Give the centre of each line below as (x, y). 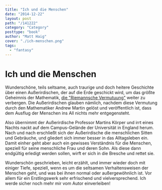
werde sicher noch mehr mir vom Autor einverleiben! (58, 183)
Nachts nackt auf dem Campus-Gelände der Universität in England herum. (80, 128)
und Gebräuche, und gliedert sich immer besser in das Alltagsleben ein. (77, 138)
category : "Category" (27, 28)
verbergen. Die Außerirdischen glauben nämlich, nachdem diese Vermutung (81, 103)
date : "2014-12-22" (25, 14)
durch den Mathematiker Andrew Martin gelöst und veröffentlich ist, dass (78, 108)
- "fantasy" (22, 50)
